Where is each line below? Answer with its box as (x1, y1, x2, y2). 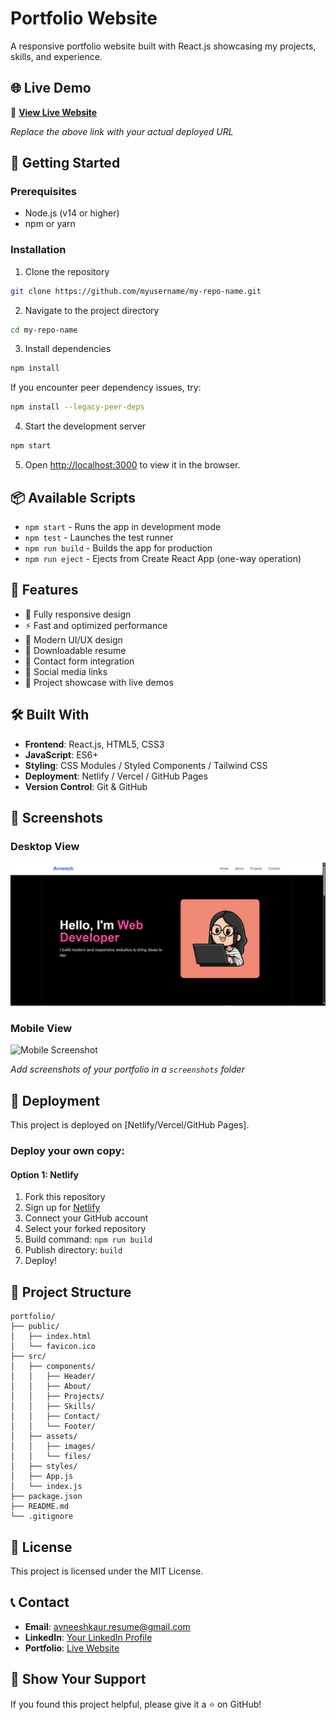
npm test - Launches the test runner (24, 531, 174, 543)
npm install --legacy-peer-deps (10, 402, 145, 412)
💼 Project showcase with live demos (24, 676, 174, 688)
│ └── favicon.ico (10, 1342, 97, 1352)
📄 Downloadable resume (24, 644, 127, 656)
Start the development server (24, 420, 147, 432)
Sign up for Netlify (24, 1202, 101, 1214)
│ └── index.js (10, 1482, 83, 1492)
